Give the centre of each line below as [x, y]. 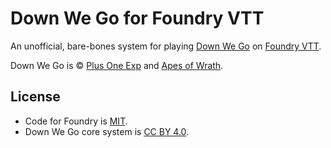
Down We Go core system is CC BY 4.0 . [107, 131]
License [35, 97]
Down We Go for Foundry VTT [137, 18]
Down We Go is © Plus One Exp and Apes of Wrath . [117, 65]
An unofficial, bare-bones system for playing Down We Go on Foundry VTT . [166, 46]
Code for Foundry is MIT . [76, 121]
